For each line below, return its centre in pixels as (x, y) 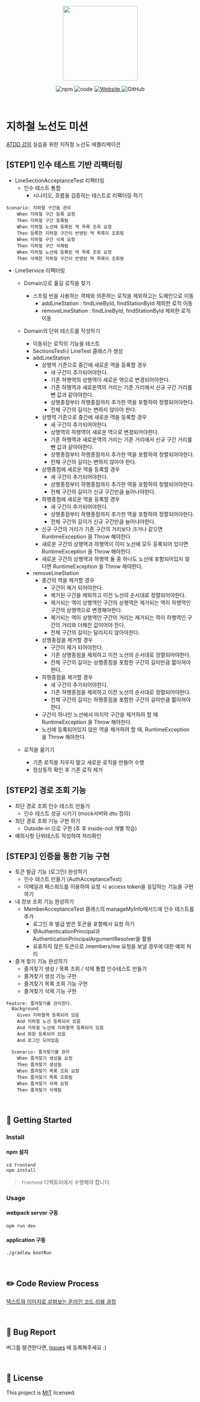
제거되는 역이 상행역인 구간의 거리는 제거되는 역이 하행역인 (118, 617)
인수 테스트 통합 (42, 187)
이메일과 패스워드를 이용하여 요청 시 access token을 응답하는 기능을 (103, 887)
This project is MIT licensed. (41, 1392)
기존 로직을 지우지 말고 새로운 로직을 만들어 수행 (88, 762)
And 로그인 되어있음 (38, 1041)
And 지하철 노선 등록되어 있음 (49, 1022)
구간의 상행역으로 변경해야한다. (87, 610)
